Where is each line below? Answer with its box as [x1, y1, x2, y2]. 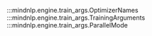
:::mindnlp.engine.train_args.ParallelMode [6, 21, 129, 29]
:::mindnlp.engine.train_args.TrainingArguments [6, 13, 146, 22]
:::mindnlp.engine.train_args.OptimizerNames [6, 6, 139, 14]
